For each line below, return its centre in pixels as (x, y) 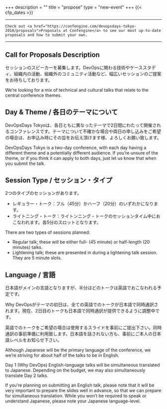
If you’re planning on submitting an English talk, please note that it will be (80, 385)
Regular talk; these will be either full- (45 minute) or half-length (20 (81, 242)
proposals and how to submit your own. (46, 35)
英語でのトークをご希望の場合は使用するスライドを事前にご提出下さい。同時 (83, 328)
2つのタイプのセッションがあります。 (43, 193)
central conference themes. (34, 95)
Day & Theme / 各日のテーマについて (62, 112)
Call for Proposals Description (53, 55)
